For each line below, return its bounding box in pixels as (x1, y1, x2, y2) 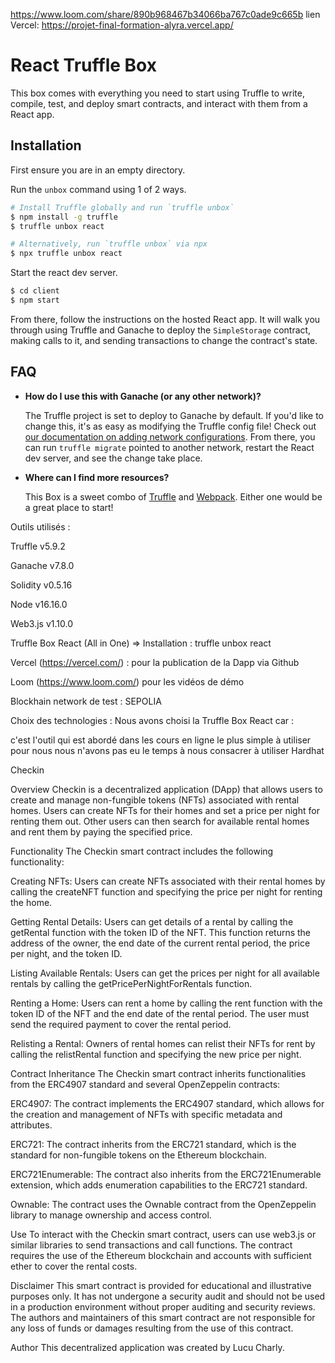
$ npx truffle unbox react (10, 249, 123, 259)
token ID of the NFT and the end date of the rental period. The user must (10, 1007, 310, 1019)
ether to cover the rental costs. (10, 1260, 138, 1272)
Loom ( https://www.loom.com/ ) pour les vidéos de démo (10, 675, 245, 688)
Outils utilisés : (10, 520, 71, 533)
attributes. (10, 1119, 53, 1131)
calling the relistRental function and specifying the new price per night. (10, 1048, 302, 1060)
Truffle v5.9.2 (10, 540, 66, 552)
